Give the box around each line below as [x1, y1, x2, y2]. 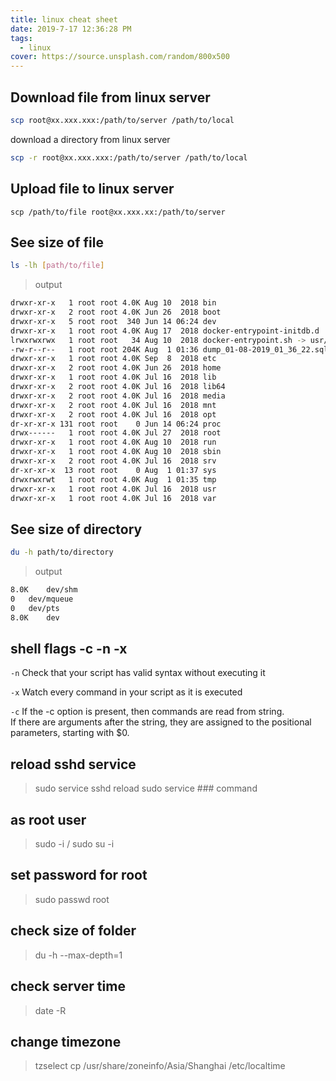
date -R [34, 1004, 67, 1016]
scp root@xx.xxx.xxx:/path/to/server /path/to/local [10, 115, 235, 125]
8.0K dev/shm [10, 585, 78, 595]
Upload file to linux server [10, 181, 175, 198]
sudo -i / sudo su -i [34, 838, 115, 850]
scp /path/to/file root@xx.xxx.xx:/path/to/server [10, 207, 226, 217]
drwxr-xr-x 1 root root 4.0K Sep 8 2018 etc [10, 354, 217, 364]
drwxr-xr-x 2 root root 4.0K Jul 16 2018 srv [10, 456, 217, 466]
